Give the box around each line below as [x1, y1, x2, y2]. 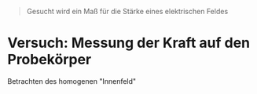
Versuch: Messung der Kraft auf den [7, 34, 251, 52]
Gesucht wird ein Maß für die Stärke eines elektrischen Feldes [26, 7, 229, 16]
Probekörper [7, 51, 92, 69]
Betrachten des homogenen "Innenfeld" [7, 76, 137, 85]
